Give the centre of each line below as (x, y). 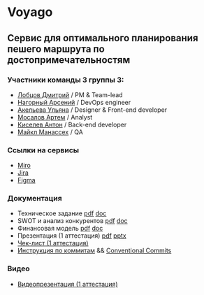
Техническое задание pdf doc (62, 213)
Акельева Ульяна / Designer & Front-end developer (92, 110)
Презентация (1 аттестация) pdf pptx (72, 236)
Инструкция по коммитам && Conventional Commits (94, 251)
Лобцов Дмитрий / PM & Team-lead (70, 94)
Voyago (30, 12)
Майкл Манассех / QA (50, 132)
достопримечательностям (69, 60)
